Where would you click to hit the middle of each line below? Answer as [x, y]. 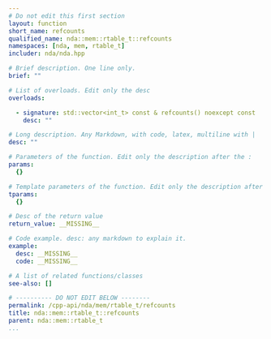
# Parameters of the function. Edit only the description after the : [130, 157]
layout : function [38, 24]
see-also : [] [30, 283]
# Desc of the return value [56, 217]
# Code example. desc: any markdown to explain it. [97, 239]
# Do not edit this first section [67, 16]
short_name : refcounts [47, 31]
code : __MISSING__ [47, 261]
